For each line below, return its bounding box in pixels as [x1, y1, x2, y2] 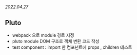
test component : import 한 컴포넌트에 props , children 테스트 [12, 44, 133, 50]
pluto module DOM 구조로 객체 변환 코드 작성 [12, 38, 99, 44]
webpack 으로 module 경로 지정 [12, 32, 75, 38]
